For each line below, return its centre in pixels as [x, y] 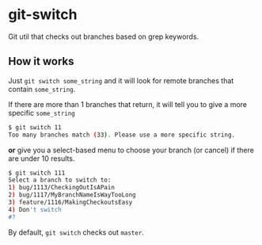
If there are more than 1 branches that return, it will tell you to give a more [128, 104]
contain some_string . [42, 89]
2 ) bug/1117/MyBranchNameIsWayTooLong [72, 195]
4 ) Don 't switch [35, 209]
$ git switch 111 [37, 173]
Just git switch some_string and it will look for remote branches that [121, 80]
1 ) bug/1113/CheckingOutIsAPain [61, 188]
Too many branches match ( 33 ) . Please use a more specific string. [122, 135]
